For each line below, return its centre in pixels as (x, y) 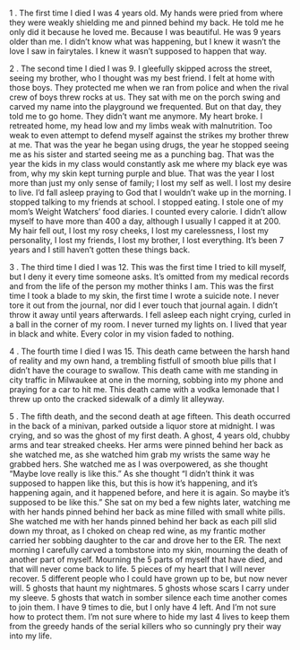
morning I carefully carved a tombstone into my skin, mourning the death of (149, 550)
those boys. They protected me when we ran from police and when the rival (149, 88)
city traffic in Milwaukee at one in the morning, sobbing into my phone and (146, 380)
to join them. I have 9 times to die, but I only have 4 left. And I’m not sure (143, 607)
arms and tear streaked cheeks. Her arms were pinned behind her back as (146, 445)
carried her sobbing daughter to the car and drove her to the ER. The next (145, 540)
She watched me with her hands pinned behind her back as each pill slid (143, 521)
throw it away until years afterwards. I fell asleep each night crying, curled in (150, 315)
